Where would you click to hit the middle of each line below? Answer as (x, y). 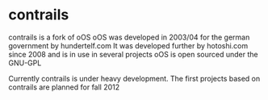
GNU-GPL (25, 63)
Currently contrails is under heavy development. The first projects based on (134, 78)
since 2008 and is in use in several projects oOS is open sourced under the (133, 54)
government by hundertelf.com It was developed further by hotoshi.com (128, 45)
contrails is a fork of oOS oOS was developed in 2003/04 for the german (129, 37)
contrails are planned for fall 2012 (64, 87)
